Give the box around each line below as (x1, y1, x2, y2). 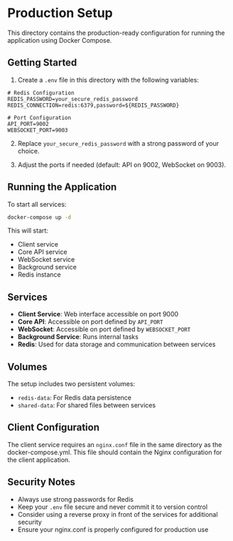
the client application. (7, 455, 71, 464)
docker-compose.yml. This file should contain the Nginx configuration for (7, 448, 222, 456)
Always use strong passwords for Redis (17, 495, 134, 503)
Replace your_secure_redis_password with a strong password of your (17, 139, 219, 147)
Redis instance (17, 270, 62, 279)
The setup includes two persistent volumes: (7, 380, 136, 388)
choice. (17, 146, 40, 155)
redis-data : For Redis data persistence (17, 393, 132, 402)
